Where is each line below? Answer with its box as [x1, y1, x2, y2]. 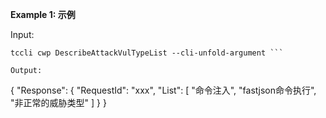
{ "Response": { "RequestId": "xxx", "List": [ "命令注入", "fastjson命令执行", [10, 84, 317, 96]
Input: [10, 29, 35, 40]
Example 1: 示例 [10, 9, 76, 20]
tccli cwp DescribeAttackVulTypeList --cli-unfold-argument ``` [10, 48, 284, 58]
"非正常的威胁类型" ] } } [10, 97, 107, 108]
